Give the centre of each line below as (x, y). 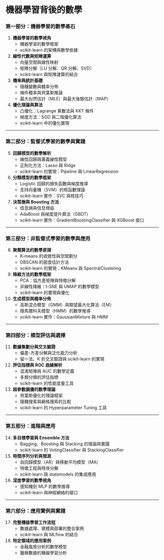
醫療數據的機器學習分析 (43, 553)
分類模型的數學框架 (32, 177)
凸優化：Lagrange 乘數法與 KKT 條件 (57, 111)
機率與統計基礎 (27, 80)
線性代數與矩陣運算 (32, 56)
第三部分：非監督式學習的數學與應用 (48, 238)
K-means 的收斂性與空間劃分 (48, 256)
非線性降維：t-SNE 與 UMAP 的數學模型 (59, 287)
